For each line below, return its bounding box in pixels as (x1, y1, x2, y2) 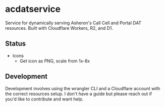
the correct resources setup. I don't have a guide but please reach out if (5, 91, 152, 97)
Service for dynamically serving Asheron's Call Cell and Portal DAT (5, 20, 142, 26)
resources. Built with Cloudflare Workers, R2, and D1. (5, 25, 113, 31)
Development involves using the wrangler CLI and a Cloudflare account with (5, 85, 161, 91)
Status (5, 40, 26, 48)
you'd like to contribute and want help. (5, 96, 84, 102)
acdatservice (5, 3, 61, 15)
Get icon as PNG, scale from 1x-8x (19, 58, 90, 64)
